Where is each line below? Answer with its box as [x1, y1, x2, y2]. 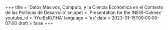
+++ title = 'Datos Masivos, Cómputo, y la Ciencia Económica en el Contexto [5, 4, 163, 10]
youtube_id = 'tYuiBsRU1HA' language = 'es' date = [5, 15, 111, 20]
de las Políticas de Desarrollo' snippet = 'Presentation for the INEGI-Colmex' [5, 9, 162, 15]
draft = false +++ [18, 20, 54, 26]
